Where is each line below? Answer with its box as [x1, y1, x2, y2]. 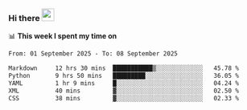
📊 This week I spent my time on [8, 31, 117, 41]
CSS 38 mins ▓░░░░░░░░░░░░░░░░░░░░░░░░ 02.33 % [8, 94, 240, 102]
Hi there [8, 12, 40, 23]
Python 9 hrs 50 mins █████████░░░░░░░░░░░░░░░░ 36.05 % [8, 72, 240, 80]
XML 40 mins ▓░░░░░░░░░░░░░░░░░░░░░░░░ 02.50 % [8, 87, 240, 95]
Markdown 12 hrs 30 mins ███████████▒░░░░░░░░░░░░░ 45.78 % [8, 64, 240, 72]
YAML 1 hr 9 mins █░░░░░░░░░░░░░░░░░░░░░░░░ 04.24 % [8, 79, 240, 88]
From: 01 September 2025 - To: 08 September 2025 [8, 50, 179, 58]
